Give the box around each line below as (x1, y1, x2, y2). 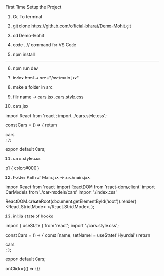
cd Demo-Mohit (12, 33, 44, 38)
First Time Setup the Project (5, 4, 62, 10)
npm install (12, 51, 35, 57)
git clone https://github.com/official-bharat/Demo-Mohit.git (12, 23, 131, 29)
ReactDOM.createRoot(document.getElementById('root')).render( (5, 198, 137, 204)
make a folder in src (12, 84, 53, 90)
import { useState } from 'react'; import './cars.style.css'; (5, 223, 119, 228)
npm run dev (12, 65, 38, 71)
